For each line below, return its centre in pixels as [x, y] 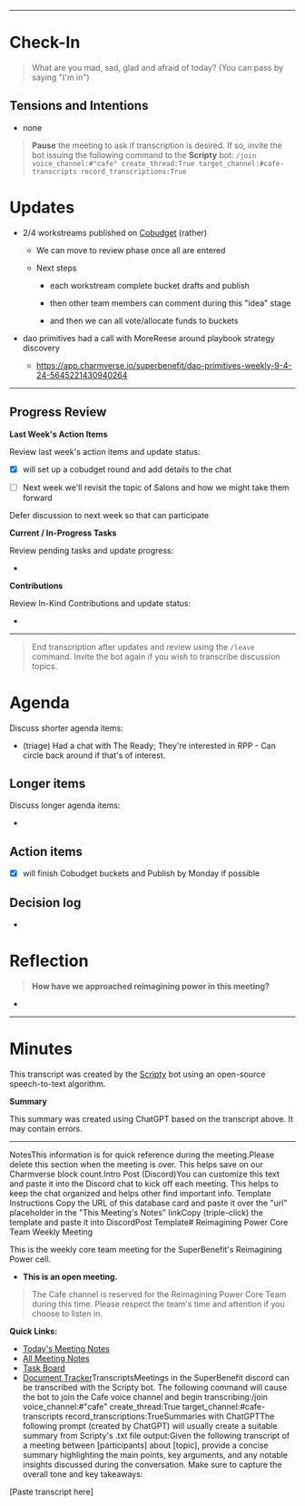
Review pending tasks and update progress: [92, 550]
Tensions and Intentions [79, 106]
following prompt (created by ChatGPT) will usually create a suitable [150, 1425]
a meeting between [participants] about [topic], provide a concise [145, 1445]
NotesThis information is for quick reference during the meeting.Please [142, 1155]
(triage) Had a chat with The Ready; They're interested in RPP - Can [149, 745]
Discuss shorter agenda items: [67, 728]
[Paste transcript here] [51, 1491]
